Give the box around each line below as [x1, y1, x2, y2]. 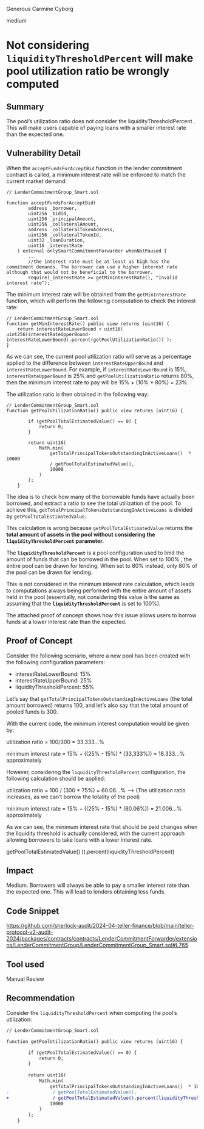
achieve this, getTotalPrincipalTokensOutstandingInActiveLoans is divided [6, 506, 193, 513]
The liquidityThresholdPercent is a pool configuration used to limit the [6, 549, 185, 556]
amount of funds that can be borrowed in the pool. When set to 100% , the [6, 555, 192, 563]
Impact [6, 866, 33, 876]
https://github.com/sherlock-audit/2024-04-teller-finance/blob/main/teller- [6, 922, 195, 930]
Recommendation [6, 993, 75, 1003]
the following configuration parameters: [6, 658, 105, 665]
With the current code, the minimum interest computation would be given [6, 720, 189, 727]
